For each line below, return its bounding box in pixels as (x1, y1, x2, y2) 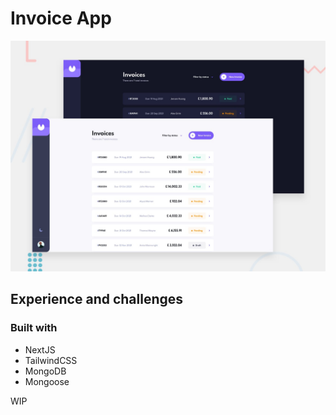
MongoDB (24, 365, 67, 377)
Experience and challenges (10, 291, 184, 308)
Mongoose (24, 375, 70, 387)
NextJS (24, 343, 56, 356)
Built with (10, 321, 58, 335)
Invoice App (10, 7, 112, 30)
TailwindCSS (24, 354, 78, 366)
